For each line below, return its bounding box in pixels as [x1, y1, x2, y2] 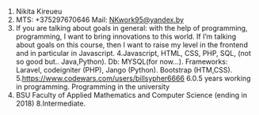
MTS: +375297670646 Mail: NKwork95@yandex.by [15, 15, 185, 24]
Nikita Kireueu [15, 7, 63, 16]
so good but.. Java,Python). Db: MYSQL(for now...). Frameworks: [15, 57, 228, 66]
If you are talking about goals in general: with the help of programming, [15, 24, 248, 32]
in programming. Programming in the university [15, 82, 170, 91]
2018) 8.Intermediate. [15, 98, 86, 108]
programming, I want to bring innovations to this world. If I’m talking [15, 32, 237, 41]
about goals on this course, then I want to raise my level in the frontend [15, 40, 248, 50]
